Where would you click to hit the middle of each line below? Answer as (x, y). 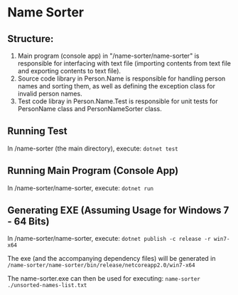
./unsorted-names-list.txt (47, 286)
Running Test (37, 131)
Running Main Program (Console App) (93, 171)
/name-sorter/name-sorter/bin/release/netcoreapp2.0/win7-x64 (101, 265)
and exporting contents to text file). (69, 71)
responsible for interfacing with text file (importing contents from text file (124, 63)
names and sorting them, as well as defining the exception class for (116, 86)
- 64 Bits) (28, 222)
